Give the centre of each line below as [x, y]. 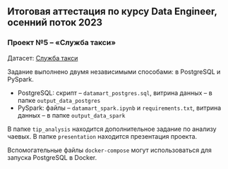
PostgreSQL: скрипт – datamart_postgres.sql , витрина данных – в [115, 93]
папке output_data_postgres [59, 100]
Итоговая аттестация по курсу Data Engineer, [112, 12]
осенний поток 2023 [55, 23]
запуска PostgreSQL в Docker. [52, 157]
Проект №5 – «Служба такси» [62, 43]
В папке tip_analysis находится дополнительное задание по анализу [112, 129]
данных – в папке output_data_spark [71, 115]
